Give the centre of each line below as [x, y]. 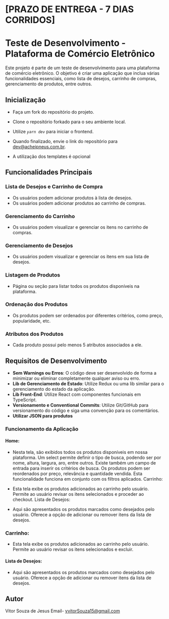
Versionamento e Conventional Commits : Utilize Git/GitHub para [80, 405]
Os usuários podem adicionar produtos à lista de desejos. [72, 197]
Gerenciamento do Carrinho [40, 216]
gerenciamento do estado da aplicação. [54, 389]
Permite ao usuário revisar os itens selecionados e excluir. [73, 549]
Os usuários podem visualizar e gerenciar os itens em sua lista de [81, 256]
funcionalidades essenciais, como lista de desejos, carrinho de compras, [81, 79]
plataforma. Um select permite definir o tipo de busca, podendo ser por [87, 457]
